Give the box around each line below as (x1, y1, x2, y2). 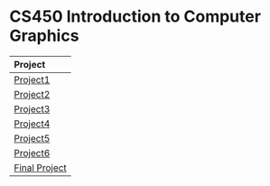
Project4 (14, 117, 51, 130)
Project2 (14, 88, 51, 100)
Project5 (14, 132, 51, 144)
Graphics (9, 25, 79, 46)
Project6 (14, 146, 51, 159)
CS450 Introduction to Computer (9, 6, 262, 27)
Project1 (14, 73, 51, 86)
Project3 (14, 102, 51, 115)
